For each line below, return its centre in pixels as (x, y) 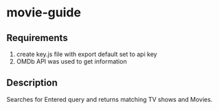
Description (32, 83)
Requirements (37, 38)
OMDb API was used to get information (72, 61)
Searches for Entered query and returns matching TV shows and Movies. (109, 99)
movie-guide (44, 13)
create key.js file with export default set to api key (87, 54)
